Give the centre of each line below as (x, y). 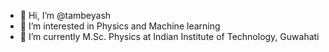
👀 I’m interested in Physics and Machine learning (120, 26)
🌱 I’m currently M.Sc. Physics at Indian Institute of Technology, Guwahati (169, 36)
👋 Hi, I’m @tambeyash (65, 15)
